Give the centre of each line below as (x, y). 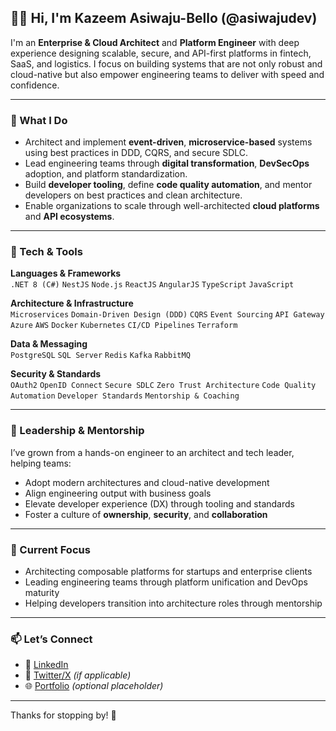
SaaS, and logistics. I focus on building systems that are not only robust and (166, 63)
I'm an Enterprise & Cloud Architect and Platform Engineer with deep (155, 42)
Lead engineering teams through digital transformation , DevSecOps (167, 163)
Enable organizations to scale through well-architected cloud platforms (172, 206)
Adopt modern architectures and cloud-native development (147, 482)
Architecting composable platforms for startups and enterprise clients (168, 571)
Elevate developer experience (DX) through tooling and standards (159, 503)
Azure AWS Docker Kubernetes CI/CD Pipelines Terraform (124, 326)
